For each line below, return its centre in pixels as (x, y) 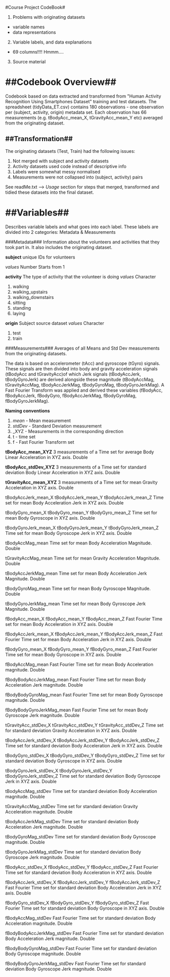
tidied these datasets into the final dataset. (50, 192)
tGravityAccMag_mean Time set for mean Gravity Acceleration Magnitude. (83, 558)
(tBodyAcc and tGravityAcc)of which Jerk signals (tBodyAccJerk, (73, 374)
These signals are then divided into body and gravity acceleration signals (81, 368)
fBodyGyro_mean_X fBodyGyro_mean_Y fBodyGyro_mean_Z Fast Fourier (81, 649)
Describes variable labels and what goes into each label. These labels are (82, 227)
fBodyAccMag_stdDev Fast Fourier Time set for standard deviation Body (80, 918)
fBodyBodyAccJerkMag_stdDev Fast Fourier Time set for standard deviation (84, 933)
